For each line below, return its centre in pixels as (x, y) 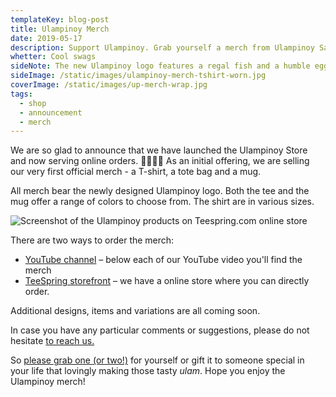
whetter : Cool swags (53, 57)
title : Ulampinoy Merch (60, 29)
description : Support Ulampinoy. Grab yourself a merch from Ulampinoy (162, 47)
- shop (33, 103)
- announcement (51, 112)
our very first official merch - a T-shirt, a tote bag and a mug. (136, 172)
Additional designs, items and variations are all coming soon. (135, 311)
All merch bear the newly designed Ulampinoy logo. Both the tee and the (160, 191)
